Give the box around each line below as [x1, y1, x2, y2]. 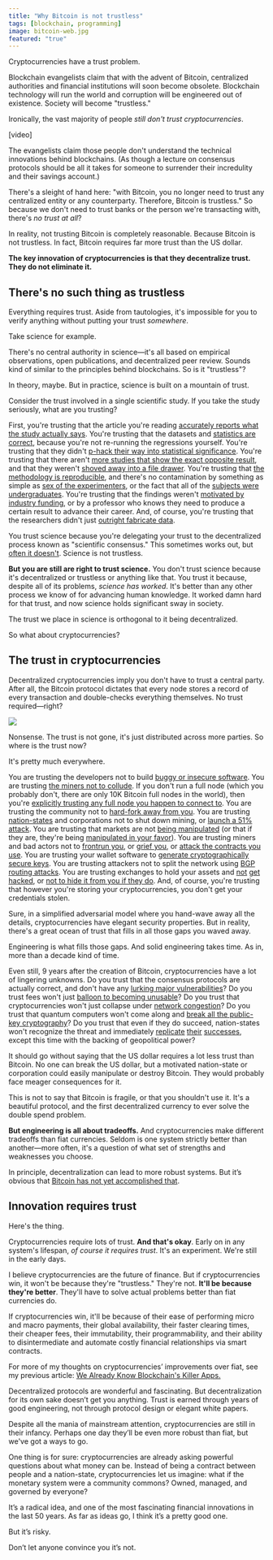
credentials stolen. [8, 893, 71, 903]
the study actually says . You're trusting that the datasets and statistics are [8, 429, 256, 439]
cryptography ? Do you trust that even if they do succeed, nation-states [22, 1017, 260, 1028]
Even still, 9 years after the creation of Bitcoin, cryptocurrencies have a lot [8, 966, 257, 976]
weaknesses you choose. [8, 1151, 93, 1161]
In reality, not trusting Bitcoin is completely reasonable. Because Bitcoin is [8, 229, 256, 239]
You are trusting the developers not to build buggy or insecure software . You [8, 772, 265, 782]
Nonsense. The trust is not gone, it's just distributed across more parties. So [8, 732, 264, 742]
